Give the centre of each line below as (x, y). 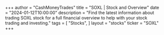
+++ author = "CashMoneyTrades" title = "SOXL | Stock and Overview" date (82, 8)
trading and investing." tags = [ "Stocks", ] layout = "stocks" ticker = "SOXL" (82, 23)
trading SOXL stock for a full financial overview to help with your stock (76, 18)
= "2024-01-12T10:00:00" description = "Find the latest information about (80, 13)
